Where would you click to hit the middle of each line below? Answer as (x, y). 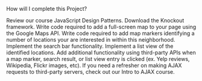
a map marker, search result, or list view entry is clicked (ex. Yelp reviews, (98, 59)
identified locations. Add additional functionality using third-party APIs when (101, 53)
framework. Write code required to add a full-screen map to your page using (101, 27)
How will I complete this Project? (47, 9)
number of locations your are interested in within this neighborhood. (91, 40)
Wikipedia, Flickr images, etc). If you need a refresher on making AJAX (94, 65)
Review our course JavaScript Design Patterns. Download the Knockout (95, 20)
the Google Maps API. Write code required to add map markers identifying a (100, 33)
